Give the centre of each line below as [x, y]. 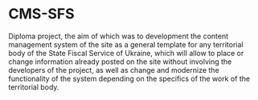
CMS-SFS [41, 14]
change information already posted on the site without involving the [120, 62]
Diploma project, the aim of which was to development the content [119, 36]
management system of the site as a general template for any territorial [126, 44]
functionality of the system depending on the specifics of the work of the [129, 78]
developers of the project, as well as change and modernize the [114, 70]
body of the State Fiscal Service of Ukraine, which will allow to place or [126, 53]
